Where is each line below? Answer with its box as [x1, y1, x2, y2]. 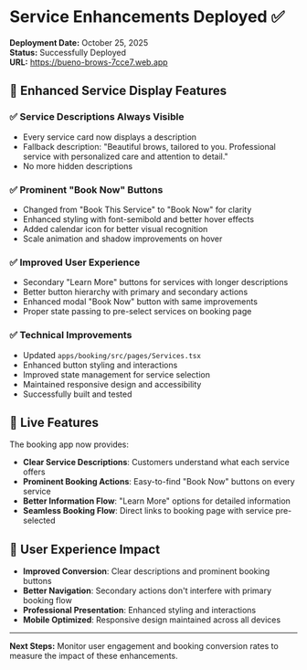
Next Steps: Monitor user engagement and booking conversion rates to [9, 641, 279, 652]
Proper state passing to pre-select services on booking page [22, 306, 252, 317]
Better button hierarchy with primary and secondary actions [22, 286, 249, 298]
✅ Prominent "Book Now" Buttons [9, 183, 164, 196]
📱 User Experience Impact [9, 541, 161, 557]
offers [22, 466, 46, 477]
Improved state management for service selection [22, 368, 210, 380]
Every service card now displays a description [22, 131, 197, 143]
